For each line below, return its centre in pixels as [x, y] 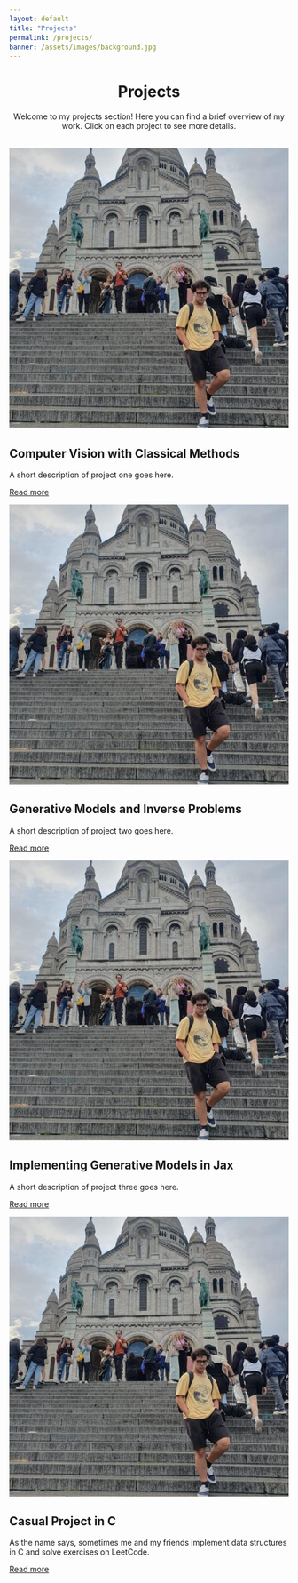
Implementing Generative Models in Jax [122, 1166]
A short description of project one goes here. [92, 475]
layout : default [39, 19]
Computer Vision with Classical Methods [125, 453]
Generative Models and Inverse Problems [125, 809]
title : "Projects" [43, 28]
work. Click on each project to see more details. [149, 126]
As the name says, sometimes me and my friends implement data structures [148, 1543]
